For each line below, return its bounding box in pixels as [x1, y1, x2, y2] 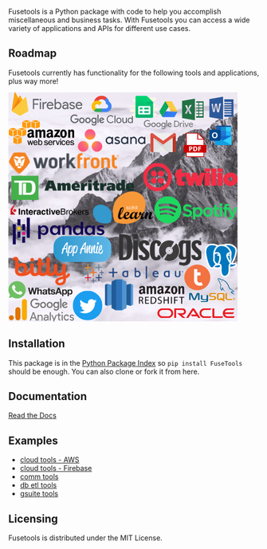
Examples [8, 433, 58, 447]
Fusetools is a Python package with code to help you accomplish [8, 7, 222, 16]
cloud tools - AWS [19, 455, 80, 465]
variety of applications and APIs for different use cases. [8, 24, 191, 33]
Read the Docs [8, 410, 57, 421]
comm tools [19, 472, 59, 481]
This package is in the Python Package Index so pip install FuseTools [8, 358, 243, 367]
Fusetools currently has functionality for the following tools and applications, [8, 68, 260, 77]
